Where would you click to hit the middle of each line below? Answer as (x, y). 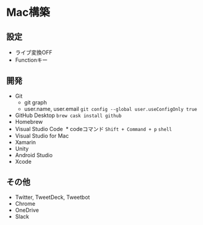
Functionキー (31, 60)
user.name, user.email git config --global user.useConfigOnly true (111, 109)
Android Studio (34, 155)
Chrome (25, 203)
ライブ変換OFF (34, 52)
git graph (35, 102)
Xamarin (25, 142)
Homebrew (29, 121)
